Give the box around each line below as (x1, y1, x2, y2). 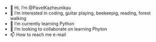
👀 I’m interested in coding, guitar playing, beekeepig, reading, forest (10, 10, 151, 16)
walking (10, 15, 27, 21)
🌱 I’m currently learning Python (10, 20, 74, 26)
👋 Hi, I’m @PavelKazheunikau (10, 5, 71, 10)
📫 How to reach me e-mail (10, 31, 66, 37)
